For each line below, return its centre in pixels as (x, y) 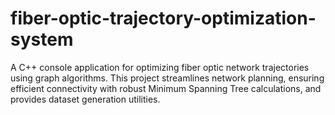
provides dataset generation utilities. (85, 99)
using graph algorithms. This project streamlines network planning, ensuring (167, 78)
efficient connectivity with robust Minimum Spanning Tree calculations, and (166, 88)
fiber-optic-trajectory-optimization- (163, 18)
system (42, 39)
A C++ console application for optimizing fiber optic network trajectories (160, 67)
